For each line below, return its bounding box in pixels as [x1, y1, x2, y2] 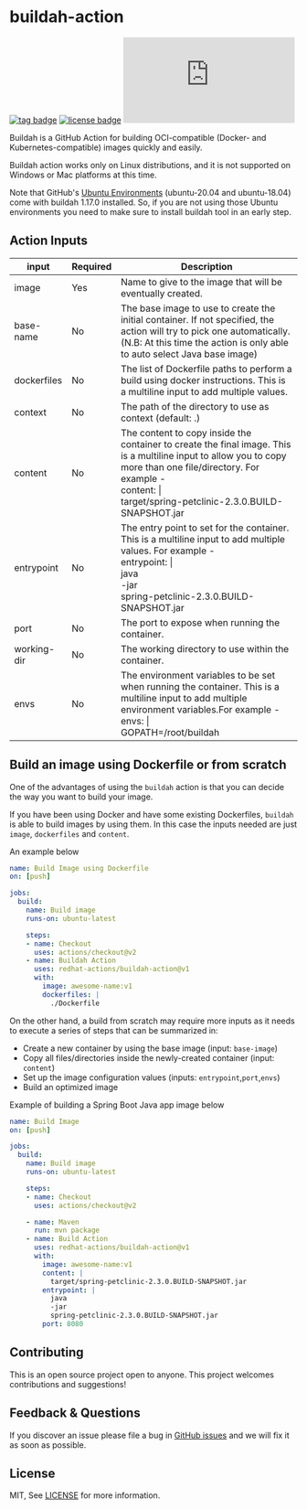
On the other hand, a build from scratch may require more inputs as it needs [9, 1015, 295, 1026]
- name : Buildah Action [26, 956, 117, 966]
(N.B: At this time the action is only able [120, 336, 290, 348]
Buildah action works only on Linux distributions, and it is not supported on [9, 159, 291, 170]
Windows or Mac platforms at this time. [9, 169, 157, 180]
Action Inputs [9, 233, 89, 249]
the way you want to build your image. [9, 791, 153, 802]
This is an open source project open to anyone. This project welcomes [9, 1369, 274, 1380]
